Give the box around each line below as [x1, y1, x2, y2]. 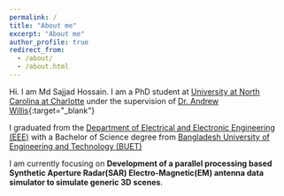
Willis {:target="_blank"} [9, 105, 96, 116]
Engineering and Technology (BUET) [9, 140, 142, 151]
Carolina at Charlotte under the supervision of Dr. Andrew [9, 95, 219, 106]
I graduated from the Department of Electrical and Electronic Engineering [9, 122, 276, 132]
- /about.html [17, 63, 69, 72]
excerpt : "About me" [9, 29, 86, 38]
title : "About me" [9, 21, 77, 30]
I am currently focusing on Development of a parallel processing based [9, 158, 272, 169]
